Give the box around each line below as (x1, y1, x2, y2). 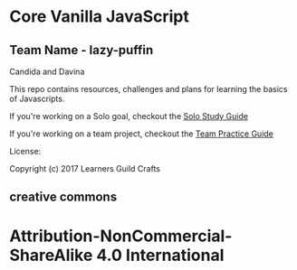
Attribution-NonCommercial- (9, 226, 233, 246)
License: (9, 146, 42, 156)
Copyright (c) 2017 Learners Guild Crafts (9, 163, 161, 173)
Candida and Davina (9, 66, 85, 77)
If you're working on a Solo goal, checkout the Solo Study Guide (9, 111, 249, 121)
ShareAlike (9, 245, 93, 265)
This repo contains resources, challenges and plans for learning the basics (9, 84, 288, 94)
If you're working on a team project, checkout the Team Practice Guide (9, 128, 274, 139)
